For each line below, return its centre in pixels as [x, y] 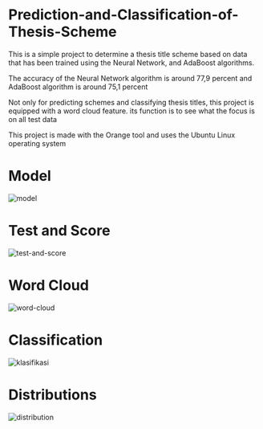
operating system [37, 143]
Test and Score [59, 231]
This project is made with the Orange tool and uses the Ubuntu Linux [122, 135]
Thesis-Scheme [63, 32]
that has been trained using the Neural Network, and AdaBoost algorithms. [131, 63]
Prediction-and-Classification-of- [123, 15]
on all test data [33, 119]
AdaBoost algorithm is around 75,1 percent [78, 87]
